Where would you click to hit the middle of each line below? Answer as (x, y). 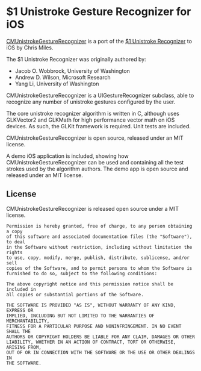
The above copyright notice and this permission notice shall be (90, 284)
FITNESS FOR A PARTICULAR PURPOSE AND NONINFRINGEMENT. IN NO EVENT (94, 326)
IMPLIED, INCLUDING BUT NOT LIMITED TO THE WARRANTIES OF (80, 316)
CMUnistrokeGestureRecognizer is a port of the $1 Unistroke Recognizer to (99, 41)
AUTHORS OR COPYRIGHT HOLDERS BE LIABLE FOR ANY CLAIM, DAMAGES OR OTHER (101, 337)
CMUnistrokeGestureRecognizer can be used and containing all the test (95, 162)
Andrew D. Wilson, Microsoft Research (63, 77)
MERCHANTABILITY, (28, 321)
